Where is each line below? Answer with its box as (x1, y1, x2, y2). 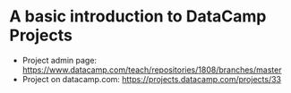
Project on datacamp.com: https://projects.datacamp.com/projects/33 (21, 73, 282, 84)
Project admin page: (21, 55, 97, 65)
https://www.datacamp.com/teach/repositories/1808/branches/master (21, 64, 282, 75)
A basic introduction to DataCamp (9, 6, 267, 27)
